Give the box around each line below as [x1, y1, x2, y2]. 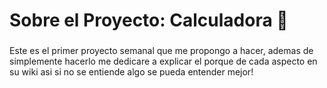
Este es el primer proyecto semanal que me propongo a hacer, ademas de [9, 45, 314, 57]
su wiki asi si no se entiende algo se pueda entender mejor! [9, 66, 254, 78]
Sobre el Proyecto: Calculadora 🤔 [9, 9, 289, 32]
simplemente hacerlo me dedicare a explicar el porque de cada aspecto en [9, 55, 318, 68]
